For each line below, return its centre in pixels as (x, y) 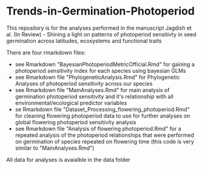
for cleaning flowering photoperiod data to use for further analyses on (103, 116)
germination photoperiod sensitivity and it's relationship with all (94, 96)
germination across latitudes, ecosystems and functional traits (84, 41)
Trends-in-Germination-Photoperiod (101, 11)
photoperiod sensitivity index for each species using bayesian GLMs (100, 70)
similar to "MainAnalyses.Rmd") (55, 148)
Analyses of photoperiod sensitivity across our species (84, 84)
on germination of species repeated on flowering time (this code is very (104, 141)
